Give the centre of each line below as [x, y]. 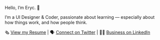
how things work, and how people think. [46, 22]
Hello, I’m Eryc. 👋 [22, 8]
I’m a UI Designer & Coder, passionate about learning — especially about [80, 17]
